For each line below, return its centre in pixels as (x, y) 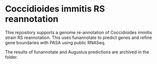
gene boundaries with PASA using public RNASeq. (55, 42)
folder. (11, 57)
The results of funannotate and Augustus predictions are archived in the (77, 52)
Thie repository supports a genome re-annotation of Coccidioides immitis (78, 32)
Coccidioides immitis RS (55, 9)
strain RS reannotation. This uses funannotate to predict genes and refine (78, 38)
